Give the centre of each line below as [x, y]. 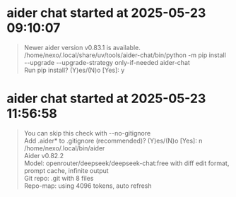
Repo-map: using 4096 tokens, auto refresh [88, 186]
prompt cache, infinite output [66, 170]
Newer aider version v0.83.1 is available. [82, 47]
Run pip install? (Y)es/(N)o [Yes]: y [74, 70]
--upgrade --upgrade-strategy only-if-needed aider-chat [107, 62]
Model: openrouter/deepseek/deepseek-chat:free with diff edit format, [126, 163]
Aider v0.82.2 [44, 155]
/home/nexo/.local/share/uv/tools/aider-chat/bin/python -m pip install [125, 55]
